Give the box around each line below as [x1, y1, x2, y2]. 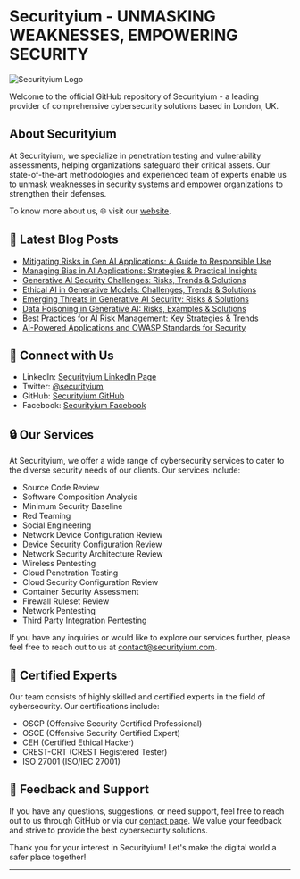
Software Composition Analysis [21, 491, 138, 502]
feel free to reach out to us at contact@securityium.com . [9, 641, 218, 653]
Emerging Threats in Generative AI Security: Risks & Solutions [21, 293, 250, 305]
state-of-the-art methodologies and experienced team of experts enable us [9, 169, 287, 180]
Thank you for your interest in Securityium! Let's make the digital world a [9, 841, 277, 852]
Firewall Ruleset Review [21, 596, 110, 607]
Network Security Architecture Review [21, 548, 163, 559]
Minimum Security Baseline [21, 501, 123, 512]
